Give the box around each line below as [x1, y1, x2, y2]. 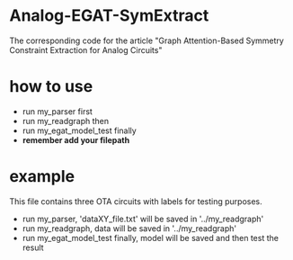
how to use [9, 76, 93, 97]
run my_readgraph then [22, 115, 110, 126]
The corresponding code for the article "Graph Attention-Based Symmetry [9, 35, 285, 46]
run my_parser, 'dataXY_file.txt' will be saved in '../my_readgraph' [22, 213, 264, 224]
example [9, 166, 75, 187]
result [22, 242, 44, 253]
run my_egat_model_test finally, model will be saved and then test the [22, 232, 279, 243]
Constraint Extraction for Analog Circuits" [9, 44, 163, 55]
